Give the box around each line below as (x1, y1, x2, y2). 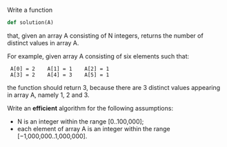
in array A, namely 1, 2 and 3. (7, 91, 90, 99)
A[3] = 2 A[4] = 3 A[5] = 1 (10, 71, 110, 78)
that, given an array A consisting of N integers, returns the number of (7, 31, 204, 40)
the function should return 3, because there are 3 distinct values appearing (7, 83, 221, 91)
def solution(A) (7, 19, 54, 26)
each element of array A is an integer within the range (17, 124, 170, 133)
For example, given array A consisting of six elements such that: (7, 52, 190, 60)
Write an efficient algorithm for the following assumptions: (7, 104, 174, 112)
